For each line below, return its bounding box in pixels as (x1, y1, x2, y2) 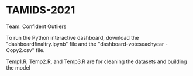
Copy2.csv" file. (6, 46, 45, 53)
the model (6, 64, 30, 71)
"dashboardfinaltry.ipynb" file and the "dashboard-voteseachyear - (6, 40, 168, 47)
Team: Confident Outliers (6, 23, 67, 30)
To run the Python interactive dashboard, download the (6, 34, 139, 41)
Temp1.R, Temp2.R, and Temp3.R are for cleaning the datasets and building (6, 58, 187, 65)
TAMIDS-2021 (6, 4, 75, 17)
